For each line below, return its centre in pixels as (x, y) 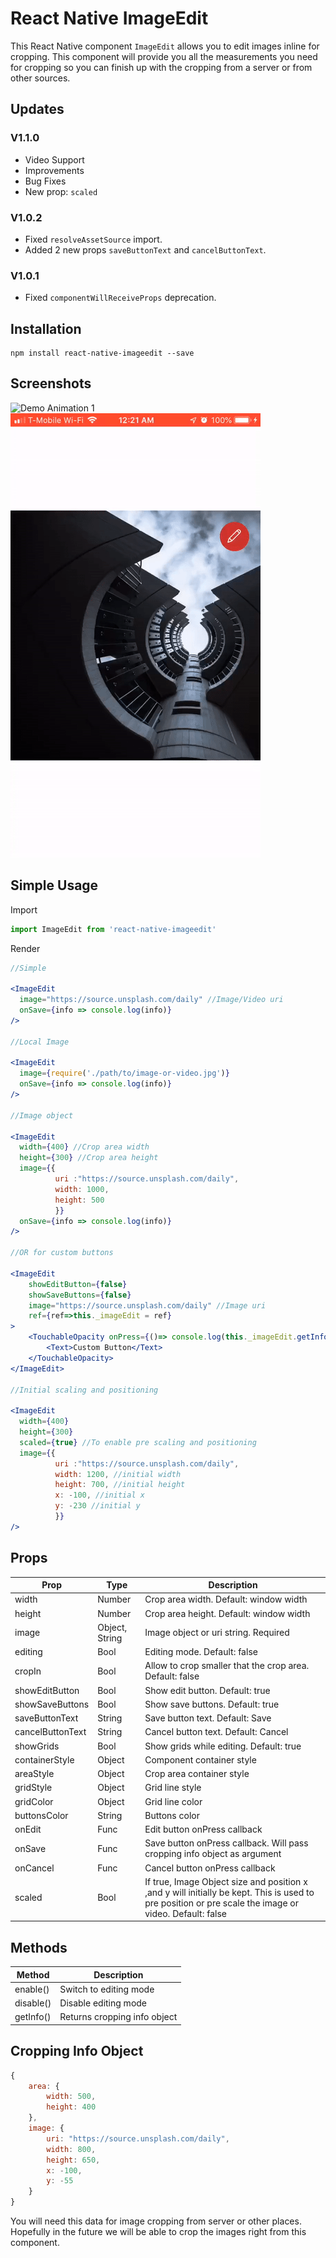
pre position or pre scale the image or (222, 1903)
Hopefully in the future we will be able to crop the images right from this (158, 2232)
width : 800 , (71, 2149)
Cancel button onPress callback (210, 1868)
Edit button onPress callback (203, 1829)
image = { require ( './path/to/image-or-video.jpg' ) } (124, 1073)
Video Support (54, 159)
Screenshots (51, 383)
